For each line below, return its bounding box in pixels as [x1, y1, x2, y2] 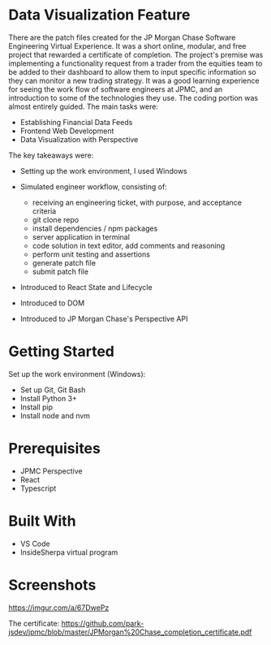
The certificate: [8, 618, 60, 628]
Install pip [19, 402, 53, 412]
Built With [8, 512, 76, 530]
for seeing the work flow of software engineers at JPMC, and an [8, 84, 223, 94]
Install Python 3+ [19, 393, 77, 403]
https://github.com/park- [61, 618, 144, 628]
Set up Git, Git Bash [19, 384, 86, 395]
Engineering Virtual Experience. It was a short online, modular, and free [8, 41, 247, 50]
